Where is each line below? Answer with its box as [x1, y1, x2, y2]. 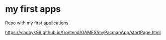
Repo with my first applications [5, 20, 69, 26]
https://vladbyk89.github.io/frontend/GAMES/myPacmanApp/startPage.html [5, 29, 161, 35]
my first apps [5, 3, 61, 15]
